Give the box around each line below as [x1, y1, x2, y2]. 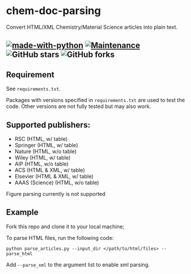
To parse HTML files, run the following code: [6, 234, 114, 241]
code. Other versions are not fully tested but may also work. [6, 103, 152, 110]
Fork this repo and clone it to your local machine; [6, 223, 125, 230]
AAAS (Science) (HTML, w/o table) [14, 179, 99, 186]
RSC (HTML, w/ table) [14, 135, 68, 142]
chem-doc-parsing [6, 4, 101, 18]
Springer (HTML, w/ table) [14, 141, 78, 148]
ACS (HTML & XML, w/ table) [14, 166, 85, 174]
